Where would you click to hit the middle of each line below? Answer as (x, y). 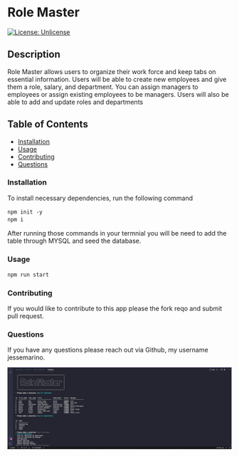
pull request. (26, 316)
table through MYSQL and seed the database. (74, 241)
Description (34, 54)
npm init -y (25, 212)
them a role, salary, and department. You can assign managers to (103, 87)
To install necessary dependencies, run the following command (100, 198)
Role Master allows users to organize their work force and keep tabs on (112, 71)
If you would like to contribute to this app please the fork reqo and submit (115, 309)
